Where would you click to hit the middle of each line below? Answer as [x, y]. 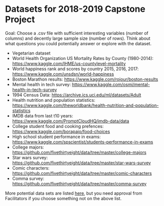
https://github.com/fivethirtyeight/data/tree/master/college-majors [79, 152]
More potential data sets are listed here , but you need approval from [74, 193]
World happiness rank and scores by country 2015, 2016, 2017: [75, 69]
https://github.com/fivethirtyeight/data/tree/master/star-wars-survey [82, 163]
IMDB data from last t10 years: [43, 116]
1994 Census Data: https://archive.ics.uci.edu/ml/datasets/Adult [77, 95]
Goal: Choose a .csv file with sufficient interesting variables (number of [77, 33]
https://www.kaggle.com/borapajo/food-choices [61, 131]
